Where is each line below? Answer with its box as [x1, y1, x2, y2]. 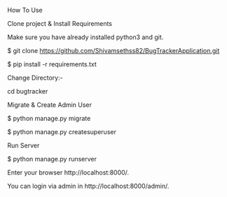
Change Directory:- [7, 73, 63, 82]
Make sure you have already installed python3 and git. [7, 33, 164, 41]
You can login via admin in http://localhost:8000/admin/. [7, 182, 170, 190]
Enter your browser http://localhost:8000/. [7, 168, 130, 177]
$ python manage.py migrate [7, 115, 91, 122]
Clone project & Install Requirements [7, 20, 112, 27]
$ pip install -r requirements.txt [7, 60, 97, 68]
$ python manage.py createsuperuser [7, 128, 117, 136]
